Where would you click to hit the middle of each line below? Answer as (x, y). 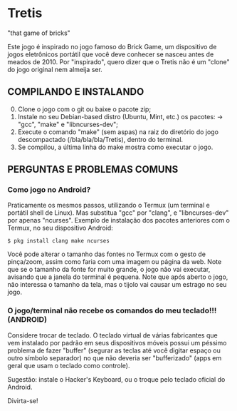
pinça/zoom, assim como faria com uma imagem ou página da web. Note (115, 262)
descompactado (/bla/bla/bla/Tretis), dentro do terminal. (100, 139)
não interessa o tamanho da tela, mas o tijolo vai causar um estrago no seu (117, 285)
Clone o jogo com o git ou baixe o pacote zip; (84, 109)
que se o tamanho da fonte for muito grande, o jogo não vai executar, (109, 270)
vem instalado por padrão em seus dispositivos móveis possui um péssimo (117, 342)
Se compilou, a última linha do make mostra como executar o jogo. (115, 147)
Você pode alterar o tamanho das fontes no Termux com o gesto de (107, 254)
